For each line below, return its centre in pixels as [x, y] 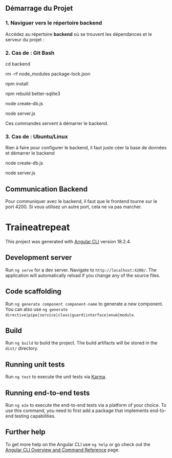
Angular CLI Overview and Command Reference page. [62, 450]
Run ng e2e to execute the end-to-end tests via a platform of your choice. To [86, 405]
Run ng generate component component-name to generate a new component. [84, 304]
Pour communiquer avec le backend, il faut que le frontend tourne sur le [81, 201]
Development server [39, 258]
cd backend [18, 64]
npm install [17, 83]
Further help [26, 432]
